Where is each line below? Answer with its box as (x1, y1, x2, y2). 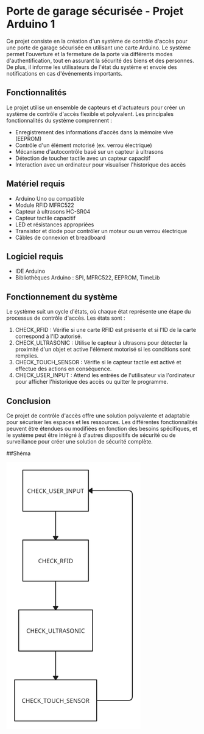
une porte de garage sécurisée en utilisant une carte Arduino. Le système (6, 44, 191, 51)
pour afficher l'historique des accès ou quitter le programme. (15, 378, 169, 386)
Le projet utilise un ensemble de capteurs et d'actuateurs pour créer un (6, 104, 186, 111)
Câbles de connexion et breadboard (15, 234, 106, 241)
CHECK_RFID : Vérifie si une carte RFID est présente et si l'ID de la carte (15, 326, 197, 334)
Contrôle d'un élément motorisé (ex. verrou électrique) (15, 142, 152, 149)
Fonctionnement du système (6, 292, 118, 302)
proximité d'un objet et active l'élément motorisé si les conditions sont (15, 346, 191, 353)
